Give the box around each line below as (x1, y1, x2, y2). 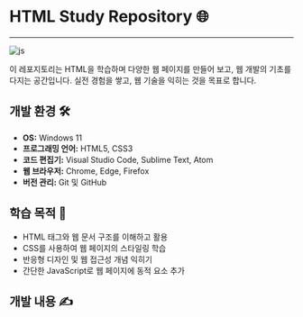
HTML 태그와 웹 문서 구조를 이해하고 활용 (22, 231, 169, 242)
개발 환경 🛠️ (9, 104, 70, 119)
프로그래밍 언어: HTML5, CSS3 (22, 142, 133, 154)
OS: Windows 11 (22, 132, 83, 143)
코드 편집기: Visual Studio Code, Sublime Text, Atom (22, 154, 214, 165)
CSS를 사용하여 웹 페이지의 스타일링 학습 (22, 242, 167, 253)
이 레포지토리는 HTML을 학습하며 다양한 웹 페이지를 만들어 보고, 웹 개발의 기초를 (9, 63, 291, 74)
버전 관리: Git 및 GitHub (22, 177, 107, 187)
